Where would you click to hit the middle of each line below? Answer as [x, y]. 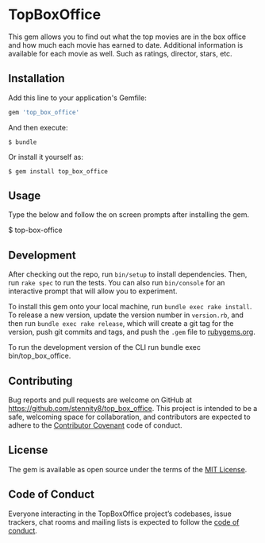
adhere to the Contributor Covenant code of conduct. [95, 425]
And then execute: [38, 127]
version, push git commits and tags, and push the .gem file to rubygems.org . [132, 332]
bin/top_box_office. [40, 356]
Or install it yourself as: [46, 157]
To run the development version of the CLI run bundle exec [104, 347]
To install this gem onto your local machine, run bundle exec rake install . [130, 307]
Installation [36, 78]
